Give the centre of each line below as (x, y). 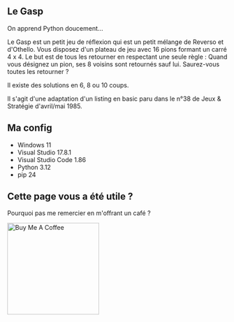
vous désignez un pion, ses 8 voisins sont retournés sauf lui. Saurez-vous (114, 64)
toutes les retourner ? (38, 71)
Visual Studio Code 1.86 (51, 159)
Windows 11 (34, 145)
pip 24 (27, 175)
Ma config (30, 128)
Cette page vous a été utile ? (70, 197)
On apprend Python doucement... (55, 28)
